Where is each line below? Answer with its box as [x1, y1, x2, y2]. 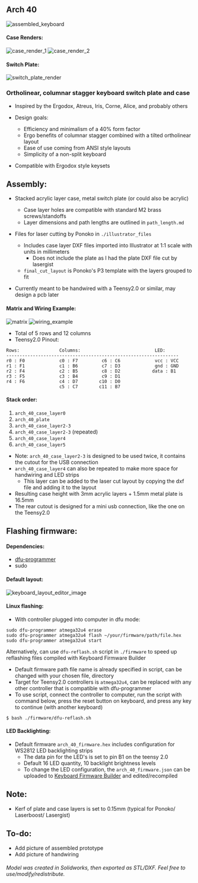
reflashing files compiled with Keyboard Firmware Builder [6, 654, 146, 661]
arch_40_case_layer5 [14, 442, 66, 448]
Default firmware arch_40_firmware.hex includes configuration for [14, 741, 175, 748]
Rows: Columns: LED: [6, 347, 166, 353]
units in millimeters [23, 248, 70, 256]
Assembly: [6, 179, 47, 189]
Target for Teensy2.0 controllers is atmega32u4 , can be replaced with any [14, 678, 191, 686]
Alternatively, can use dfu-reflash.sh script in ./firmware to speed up [6, 648, 177, 655]
